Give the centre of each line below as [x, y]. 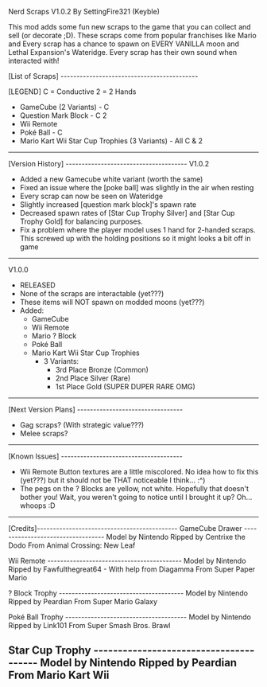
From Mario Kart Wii [59, 675]
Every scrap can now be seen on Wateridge [91, 196]
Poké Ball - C [41, 132]
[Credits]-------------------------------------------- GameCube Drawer [125, 528]
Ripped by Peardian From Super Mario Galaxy [83, 601]
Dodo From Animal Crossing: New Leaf [72, 545]
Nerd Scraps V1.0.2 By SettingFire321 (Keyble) [84, 12]
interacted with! [34, 61]
